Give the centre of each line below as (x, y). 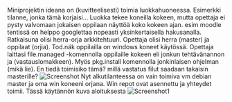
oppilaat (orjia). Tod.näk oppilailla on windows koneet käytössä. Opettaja (110, 47)
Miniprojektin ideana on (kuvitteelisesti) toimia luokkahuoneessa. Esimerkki (114, 10)
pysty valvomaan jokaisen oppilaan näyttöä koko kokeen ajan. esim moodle (114, 25)
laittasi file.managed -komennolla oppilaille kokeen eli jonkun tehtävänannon (116, 54)
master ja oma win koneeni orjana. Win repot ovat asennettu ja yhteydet (109, 84)
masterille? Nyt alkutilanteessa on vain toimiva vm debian (109, 76)
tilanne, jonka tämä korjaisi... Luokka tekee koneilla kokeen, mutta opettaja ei (116, 17)
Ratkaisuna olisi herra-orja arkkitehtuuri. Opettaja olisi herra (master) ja (108, 40)
